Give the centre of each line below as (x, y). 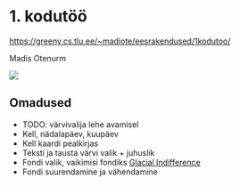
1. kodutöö (48, 16)
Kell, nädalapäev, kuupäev (70, 133)
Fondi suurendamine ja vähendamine (90, 172)
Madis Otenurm (38, 58)
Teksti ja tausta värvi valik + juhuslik (88, 152)
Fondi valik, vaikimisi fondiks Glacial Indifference (111, 162)
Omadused (41, 103)
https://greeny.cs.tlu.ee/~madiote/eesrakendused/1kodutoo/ (120, 41)
